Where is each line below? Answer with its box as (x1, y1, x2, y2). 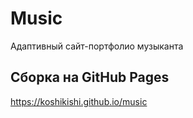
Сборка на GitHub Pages (10, 69, 170, 86)
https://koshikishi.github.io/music (10, 95, 148, 107)
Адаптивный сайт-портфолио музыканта (10, 40, 184, 52)
